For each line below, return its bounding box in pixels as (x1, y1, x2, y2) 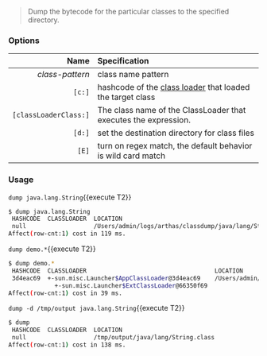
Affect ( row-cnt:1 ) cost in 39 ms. (8, 289, 123, 297)
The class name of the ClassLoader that (97, 105, 246, 116)
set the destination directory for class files (97, 127, 254, 138)
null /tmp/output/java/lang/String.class (11, 334, 215, 342)
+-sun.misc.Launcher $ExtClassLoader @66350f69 (54, 281, 208, 289)
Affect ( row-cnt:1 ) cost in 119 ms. (8, 230, 126, 238)
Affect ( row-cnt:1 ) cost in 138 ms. (8, 341, 126, 349)
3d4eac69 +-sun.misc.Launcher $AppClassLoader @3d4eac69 (11, 274, 201, 282)
